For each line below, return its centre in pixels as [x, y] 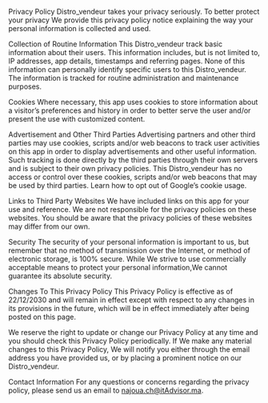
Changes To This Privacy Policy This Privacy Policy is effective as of [121, 291]
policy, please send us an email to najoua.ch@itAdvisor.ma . [106, 390]
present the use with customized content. [77, 119]
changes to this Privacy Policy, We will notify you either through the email [129, 349]
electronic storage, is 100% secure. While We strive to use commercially [127, 259]
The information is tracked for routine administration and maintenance [124, 78]
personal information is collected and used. [80, 28]
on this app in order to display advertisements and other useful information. [133, 152]
